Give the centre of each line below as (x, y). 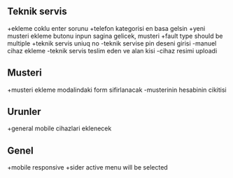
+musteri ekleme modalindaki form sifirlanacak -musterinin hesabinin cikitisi (117, 90)
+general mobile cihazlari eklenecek (59, 128)
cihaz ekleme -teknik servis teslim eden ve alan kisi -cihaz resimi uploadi (112, 50)
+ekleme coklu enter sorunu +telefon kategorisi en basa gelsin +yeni (106, 28)
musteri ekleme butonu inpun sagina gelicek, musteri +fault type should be (115, 36)
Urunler (24, 112)
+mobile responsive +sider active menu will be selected (87, 167)
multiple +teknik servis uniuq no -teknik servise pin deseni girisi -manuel (112, 43)
